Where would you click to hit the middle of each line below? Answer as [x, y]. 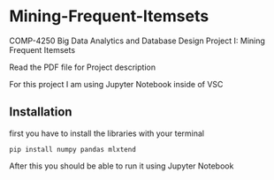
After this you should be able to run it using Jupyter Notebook [122, 166]
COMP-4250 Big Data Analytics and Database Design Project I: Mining [137, 41]
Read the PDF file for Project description [83, 67]
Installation [41, 112]
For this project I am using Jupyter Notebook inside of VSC [116, 84]
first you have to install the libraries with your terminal [107, 133]
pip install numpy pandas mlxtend [73, 149]
